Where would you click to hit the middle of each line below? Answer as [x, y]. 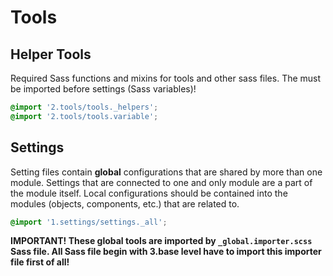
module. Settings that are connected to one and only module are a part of [161, 182]
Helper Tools [51, 54]
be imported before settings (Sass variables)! [103, 89]
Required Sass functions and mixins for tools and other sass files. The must [166, 78]
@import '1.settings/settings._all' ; [89, 222]
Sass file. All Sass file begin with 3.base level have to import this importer [166, 252]
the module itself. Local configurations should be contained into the [149, 193]
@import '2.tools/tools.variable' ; [84, 116]
